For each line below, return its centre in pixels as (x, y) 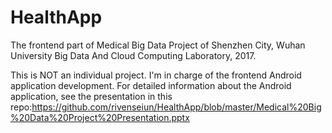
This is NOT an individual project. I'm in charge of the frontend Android (156, 75)
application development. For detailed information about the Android (151, 85)
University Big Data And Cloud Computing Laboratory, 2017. (133, 55)
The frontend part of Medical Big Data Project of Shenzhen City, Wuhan (158, 45)
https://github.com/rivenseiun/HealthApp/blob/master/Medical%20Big (176, 107)
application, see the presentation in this (91, 96)
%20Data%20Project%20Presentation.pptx (100, 117)
